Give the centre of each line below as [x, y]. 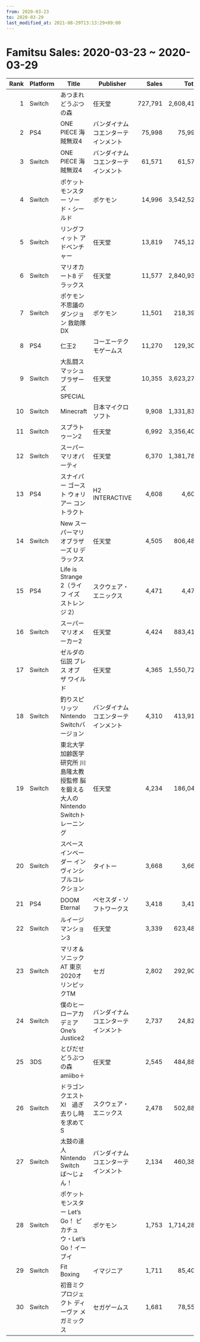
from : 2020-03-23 [28, 12]
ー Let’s [71, 1212]
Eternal [70, 908]
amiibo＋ [73, 1076]
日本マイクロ [111, 407]
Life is [69, 569]
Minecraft [74, 411]
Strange [71, 577]
